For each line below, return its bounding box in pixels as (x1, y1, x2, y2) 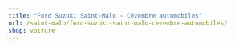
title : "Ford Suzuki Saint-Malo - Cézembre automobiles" (8, 11, 203, 20)
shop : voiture (8, 26, 56, 34)
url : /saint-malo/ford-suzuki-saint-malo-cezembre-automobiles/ (8, 19, 228, 27)
